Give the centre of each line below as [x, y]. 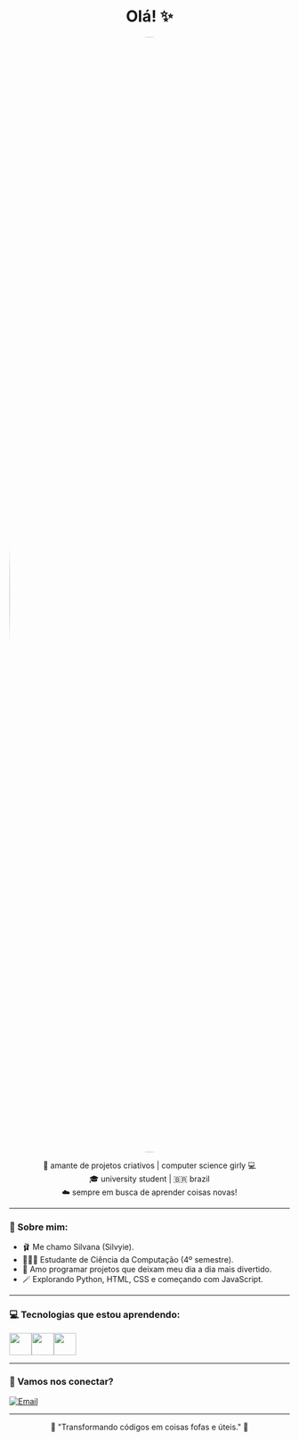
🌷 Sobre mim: [39, 1227]
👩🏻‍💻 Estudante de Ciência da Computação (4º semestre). [128, 1260]
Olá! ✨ [149, 17]
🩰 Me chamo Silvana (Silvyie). [78, 1247]
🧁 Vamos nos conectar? [61, 1382]
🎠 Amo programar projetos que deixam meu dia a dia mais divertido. [147, 1270]
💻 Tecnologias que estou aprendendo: [95, 1315]
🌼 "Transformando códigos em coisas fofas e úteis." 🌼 [149, 1427]
